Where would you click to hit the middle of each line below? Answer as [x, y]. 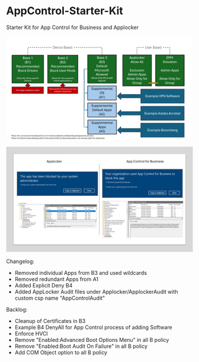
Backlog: [17, 309]
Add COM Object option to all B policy [61, 352]
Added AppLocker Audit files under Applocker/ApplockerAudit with [97, 291]
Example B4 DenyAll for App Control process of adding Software [94, 327]
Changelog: [20, 261]
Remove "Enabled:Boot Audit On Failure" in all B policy [81, 346]
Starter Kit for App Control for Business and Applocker [73, 27]
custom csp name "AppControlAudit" [60, 298]
